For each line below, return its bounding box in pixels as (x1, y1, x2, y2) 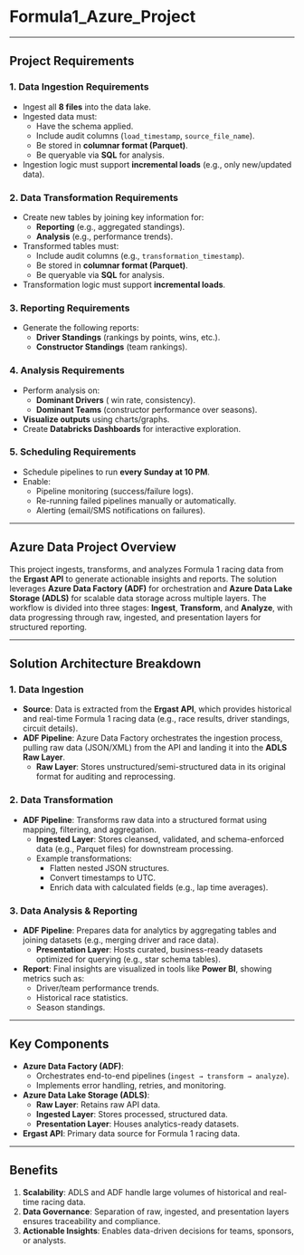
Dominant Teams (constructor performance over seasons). (35, 404, 258, 415)
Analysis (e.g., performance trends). (35, 231, 174, 242)
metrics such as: (22, 972, 85, 983)
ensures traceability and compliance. (22, 1215, 161, 1226)
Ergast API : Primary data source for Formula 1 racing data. (22, 1127, 241, 1138)
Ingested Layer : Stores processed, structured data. (35, 1108, 228, 1119)
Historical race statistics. (35, 992, 128, 1002)
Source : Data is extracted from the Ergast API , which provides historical (22, 704, 292, 714)
